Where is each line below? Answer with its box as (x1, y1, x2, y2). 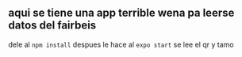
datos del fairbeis (8, 19, 97, 32)
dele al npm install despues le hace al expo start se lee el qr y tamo (8, 40, 234, 49)
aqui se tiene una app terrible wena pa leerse (8, 6, 235, 20)
